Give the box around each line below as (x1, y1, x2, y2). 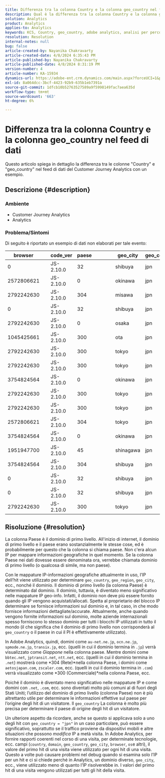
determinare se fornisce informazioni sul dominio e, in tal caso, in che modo (5, 603, 159, 609)
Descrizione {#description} (5, 186, 91, 194)
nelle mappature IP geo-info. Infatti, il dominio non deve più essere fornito (5, 592, 154, 598)
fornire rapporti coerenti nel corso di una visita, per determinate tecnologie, (5, 736, 158, 742)
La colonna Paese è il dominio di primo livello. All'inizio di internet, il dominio (5, 536, 159, 542)
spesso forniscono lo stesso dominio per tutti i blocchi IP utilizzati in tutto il (5, 618, 156, 624)
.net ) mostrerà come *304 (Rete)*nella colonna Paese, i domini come (5, 659, 147, 666)
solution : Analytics (5, 16, 48, 21)
